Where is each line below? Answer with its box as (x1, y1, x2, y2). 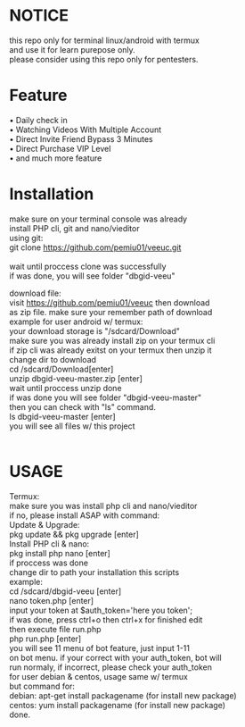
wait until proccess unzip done (9, 382, 122, 393)
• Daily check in (9, 114, 69, 125)
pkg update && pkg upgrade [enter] (9, 529, 140, 539)
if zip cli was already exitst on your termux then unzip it (9, 345, 212, 355)
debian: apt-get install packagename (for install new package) (9, 689, 238, 701)
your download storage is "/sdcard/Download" (9, 325, 181, 336)
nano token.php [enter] (9, 595, 94, 606)
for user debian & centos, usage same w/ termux (9, 671, 189, 681)
